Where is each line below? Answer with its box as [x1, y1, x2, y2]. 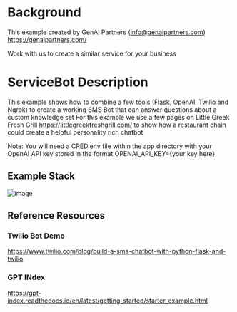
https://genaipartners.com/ [7, 35, 87, 43]
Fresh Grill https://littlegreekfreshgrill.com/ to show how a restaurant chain [7, 120, 226, 129]
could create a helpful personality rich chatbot [7, 128, 143, 136]
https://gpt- [7, 288, 41, 297]
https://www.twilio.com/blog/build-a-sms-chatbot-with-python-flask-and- [7, 247, 226, 256]
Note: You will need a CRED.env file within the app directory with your [7, 142, 212, 150]
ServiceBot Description [7, 74, 148, 90]
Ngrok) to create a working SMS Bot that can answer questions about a [7, 105, 217, 114]
